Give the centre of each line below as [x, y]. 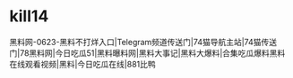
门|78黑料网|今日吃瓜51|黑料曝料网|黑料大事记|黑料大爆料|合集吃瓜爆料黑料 [147, 53]
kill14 [29, 16]
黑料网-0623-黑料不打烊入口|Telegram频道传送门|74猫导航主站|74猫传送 [143, 42]
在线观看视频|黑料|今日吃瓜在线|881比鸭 [82, 64]
